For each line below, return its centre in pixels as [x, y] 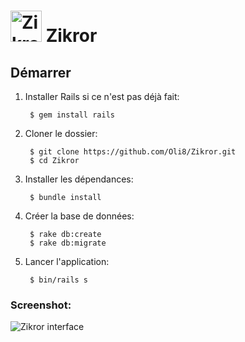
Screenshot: [41, 305]
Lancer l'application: [67, 261]
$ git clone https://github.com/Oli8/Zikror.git [133, 152]
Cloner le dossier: [61, 133]
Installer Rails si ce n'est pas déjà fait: [102, 96]
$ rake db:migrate [68, 243]
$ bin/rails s [59, 280]
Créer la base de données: [79, 216]
